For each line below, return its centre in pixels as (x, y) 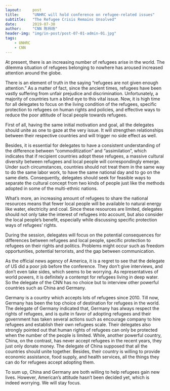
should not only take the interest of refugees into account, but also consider (84, 214)
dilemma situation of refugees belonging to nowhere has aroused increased (84, 67)
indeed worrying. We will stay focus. (43, 382)
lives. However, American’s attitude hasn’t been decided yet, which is (77, 377)
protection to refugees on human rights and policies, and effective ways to (83, 109)
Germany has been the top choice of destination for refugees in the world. (83, 303)
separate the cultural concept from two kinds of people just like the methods (85, 183)
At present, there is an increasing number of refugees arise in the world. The (85, 62)
